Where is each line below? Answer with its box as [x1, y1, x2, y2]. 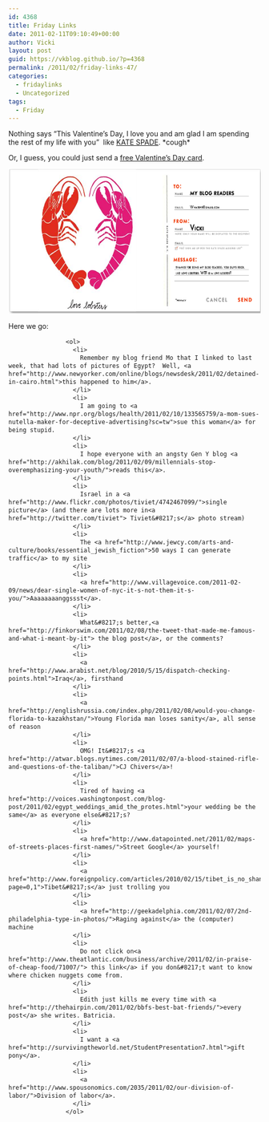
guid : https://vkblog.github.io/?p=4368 [8, 55, 146, 63]
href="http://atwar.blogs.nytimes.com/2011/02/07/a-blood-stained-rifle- [8, 755, 260, 764]
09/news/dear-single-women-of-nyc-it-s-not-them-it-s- [8, 586, 195, 595]
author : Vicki [8, 38, 56, 47]
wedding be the [205, 803, 256, 812]
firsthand [90, 674, 124, 683]
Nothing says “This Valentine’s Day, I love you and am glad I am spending [8, 129, 250, 139]
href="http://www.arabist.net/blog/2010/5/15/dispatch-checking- [8, 666, 231, 675]
